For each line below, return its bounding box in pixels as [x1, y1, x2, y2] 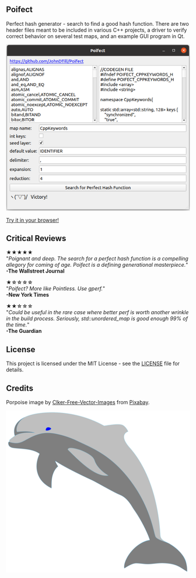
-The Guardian [6, 328, 42, 335]
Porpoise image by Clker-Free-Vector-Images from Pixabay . [6, 398, 150, 405]
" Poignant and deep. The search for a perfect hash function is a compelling [6, 255, 188, 262]
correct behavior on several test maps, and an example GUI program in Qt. [6, 32, 185, 40]
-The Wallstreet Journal [6, 267, 65, 274]
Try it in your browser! [6, 216, 60, 223]
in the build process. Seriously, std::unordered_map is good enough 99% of [6, 315, 188, 322]
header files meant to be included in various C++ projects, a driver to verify [6, 26, 187, 33]
